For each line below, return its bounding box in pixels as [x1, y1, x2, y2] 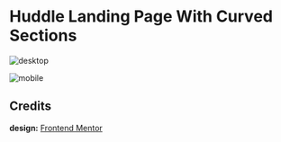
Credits [9, 99, 52, 114]
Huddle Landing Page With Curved [9, 6, 273, 27]
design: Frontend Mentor [9, 122, 104, 133]
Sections [9, 25, 77, 46]
